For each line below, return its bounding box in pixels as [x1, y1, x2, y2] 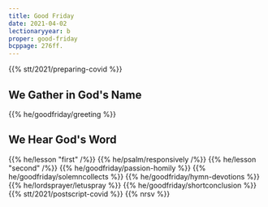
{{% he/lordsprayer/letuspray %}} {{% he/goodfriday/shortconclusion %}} [8, 180, 257, 190]
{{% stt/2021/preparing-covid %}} [8, 64, 123, 74]
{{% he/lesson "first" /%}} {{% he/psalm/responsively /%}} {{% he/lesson [8, 154, 257, 164]
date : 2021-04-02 [8, 19, 67, 28]
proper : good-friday [8, 34, 79, 43]
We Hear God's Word [8, 133, 117, 147]
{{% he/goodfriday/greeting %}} [8, 109, 116, 119]
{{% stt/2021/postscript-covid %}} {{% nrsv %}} [8, 188, 171, 199]
